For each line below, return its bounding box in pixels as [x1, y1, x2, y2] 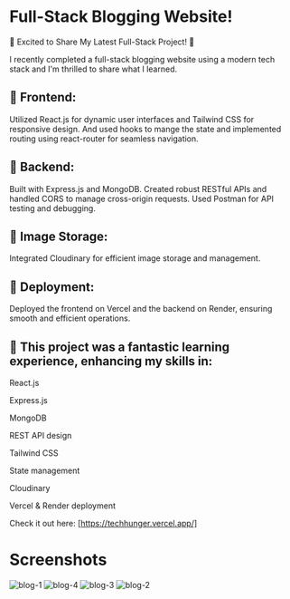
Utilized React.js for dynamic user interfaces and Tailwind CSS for [9, 113, 255, 124]
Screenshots [9, 550, 108, 570]
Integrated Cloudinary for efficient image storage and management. [9, 253, 261, 264]
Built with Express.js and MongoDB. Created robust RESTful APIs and [9, 183, 267, 194]
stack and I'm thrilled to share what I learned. [9, 63, 178, 74]
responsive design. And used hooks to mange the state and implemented [9, 123, 282, 134]
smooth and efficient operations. [9, 313, 131, 324]
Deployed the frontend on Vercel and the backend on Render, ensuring [9, 304, 273, 314]
